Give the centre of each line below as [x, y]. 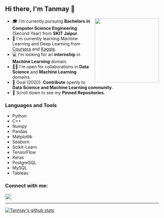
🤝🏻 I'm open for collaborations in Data [51, 66]
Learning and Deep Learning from [46, 44]
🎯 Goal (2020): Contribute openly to [49, 82]
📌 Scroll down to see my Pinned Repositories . [59, 92]
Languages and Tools [31, 105]
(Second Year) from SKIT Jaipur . [45, 33]
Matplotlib [22, 137]
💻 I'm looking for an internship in [46, 54]
